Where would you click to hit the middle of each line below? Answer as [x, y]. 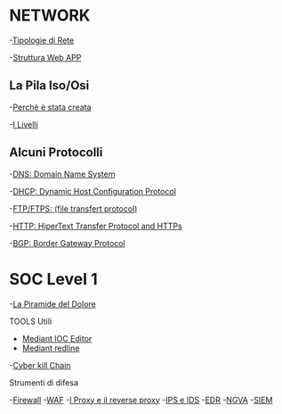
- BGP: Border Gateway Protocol [68, 243]
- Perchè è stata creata [50, 107]
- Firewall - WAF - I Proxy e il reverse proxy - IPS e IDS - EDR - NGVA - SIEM [141, 400]
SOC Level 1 [53, 279]
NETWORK [50, 16]
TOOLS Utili [31, 321]
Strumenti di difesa [44, 382]
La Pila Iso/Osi [49, 86]
